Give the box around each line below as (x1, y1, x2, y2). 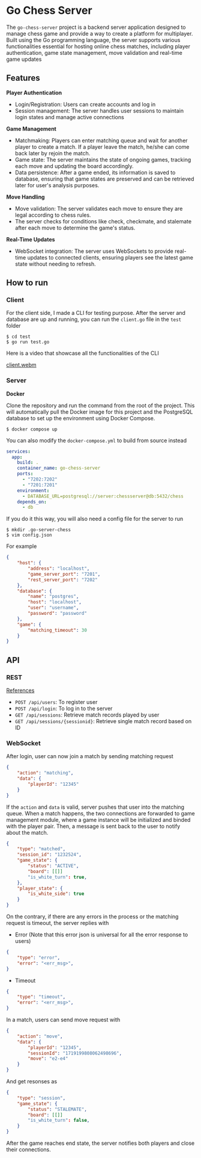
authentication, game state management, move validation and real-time (6, 49, 183, 56)
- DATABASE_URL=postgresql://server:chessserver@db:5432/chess (22, 493, 184, 499)
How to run (6, 278, 49, 288)
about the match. (6, 829, 49, 836)
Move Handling (6, 193, 45, 201)
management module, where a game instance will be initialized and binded (6, 816, 191, 823)
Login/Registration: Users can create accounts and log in (14, 101, 156, 108)
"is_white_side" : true (28, 891, 85, 897)
